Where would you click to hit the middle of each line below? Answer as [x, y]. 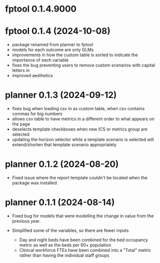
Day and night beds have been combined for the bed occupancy [84, 240]
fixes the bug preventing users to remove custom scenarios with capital [83, 65]
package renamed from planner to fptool [53, 45]
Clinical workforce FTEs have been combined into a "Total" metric [85, 250]
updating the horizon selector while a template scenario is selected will [83, 140]
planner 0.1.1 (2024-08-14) [60, 203]
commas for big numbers [37, 114]
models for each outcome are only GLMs [53, 50]
